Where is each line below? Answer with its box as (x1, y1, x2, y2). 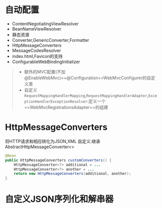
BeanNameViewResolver (12, 26, 62, 32)
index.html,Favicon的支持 (12, 53, 63, 59)
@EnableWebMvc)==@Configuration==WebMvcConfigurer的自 (24, 75, 151, 81)
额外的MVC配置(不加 (24, 69, 65, 74)
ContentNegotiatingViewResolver (12, 20, 79, 27)
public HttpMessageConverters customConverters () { (5, 157, 112, 163)
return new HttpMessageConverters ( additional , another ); (14, 171, 131, 176)
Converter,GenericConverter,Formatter (12, 37, 90, 43)
